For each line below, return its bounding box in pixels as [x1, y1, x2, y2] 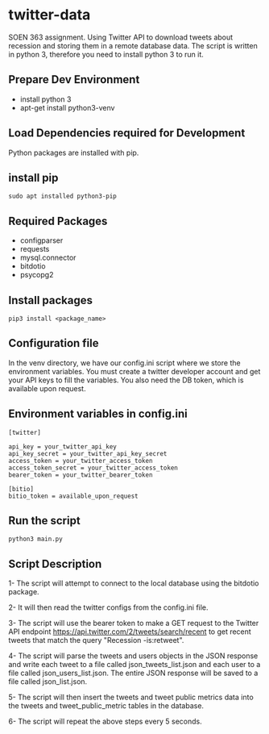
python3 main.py [8, 535, 63, 544]
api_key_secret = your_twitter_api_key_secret [8, 449, 168, 457]
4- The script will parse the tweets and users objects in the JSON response [8, 651, 259, 661]
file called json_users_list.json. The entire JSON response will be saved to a [8, 668, 259, 678]
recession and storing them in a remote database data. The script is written [8, 40, 258, 50]
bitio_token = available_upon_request [8, 492, 139, 500]
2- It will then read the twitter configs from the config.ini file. [8, 603, 209, 612]
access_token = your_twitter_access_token [8, 457, 153, 465]
